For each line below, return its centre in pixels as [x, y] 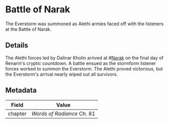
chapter [17, 113]
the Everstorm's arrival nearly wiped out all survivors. [62, 74]
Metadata [21, 90]
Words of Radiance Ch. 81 [64, 113]
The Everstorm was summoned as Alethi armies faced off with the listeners [84, 24]
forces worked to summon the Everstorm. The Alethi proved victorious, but [84, 68]
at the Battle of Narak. [28, 29]
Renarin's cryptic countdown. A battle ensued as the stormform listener [81, 63]
